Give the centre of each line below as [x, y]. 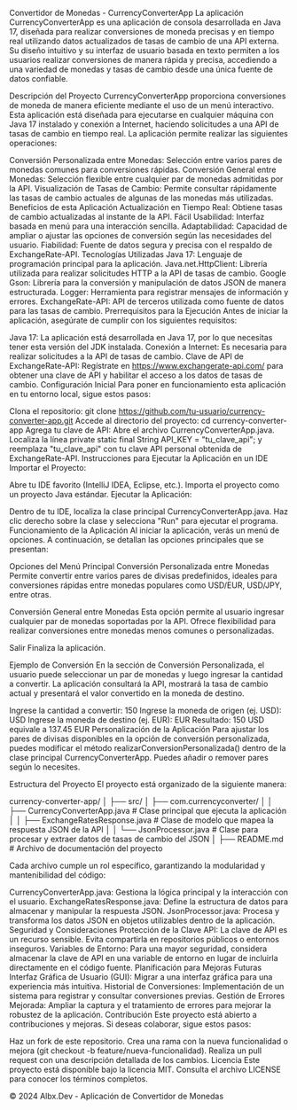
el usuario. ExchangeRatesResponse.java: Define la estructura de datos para [148, 902]
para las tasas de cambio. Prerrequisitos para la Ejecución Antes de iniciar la [148, 311]
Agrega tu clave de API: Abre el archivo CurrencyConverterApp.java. [150, 430]
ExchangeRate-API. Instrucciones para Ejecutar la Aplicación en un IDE [139, 458]
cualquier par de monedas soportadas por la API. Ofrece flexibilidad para [143, 621]
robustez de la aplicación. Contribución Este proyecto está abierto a [133, 1015]
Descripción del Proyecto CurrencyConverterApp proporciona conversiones [148, 96]
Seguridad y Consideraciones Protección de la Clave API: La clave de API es [148, 930]
